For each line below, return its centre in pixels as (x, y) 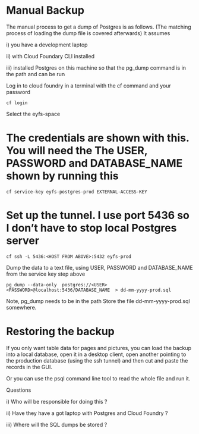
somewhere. (21, 307)
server (23, 241)
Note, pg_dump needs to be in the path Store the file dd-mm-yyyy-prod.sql (98, 301)
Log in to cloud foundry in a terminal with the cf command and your (89, 85)
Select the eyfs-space (33, 114)
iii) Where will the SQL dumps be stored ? (57, 424)
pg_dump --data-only (32, 285)
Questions (19, 390)
